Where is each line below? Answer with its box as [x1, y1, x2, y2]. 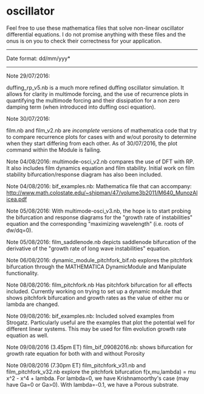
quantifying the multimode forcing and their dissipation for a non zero [6, 97, 180, 104]
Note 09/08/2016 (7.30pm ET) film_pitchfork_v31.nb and [6, 361, 146, 369]
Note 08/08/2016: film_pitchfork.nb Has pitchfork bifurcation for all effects [6, 281, 192, 288]
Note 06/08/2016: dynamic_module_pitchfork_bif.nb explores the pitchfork [6, 256, 193, 263]
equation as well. [6, 331, 49, 339]
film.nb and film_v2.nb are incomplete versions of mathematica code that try [6, 126, 197, 134]
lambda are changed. [6, 301, 59, 308]
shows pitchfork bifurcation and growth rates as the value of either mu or [6, 294, 189, 301]
